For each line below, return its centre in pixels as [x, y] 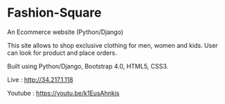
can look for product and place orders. [62, 53]
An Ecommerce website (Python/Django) [65, 32]
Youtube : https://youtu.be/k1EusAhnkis [63, 93]
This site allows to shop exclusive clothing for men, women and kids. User [112, 45]
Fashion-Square [54, 13]
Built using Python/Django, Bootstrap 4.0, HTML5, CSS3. [88, 66]
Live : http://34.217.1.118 [40, 79]
